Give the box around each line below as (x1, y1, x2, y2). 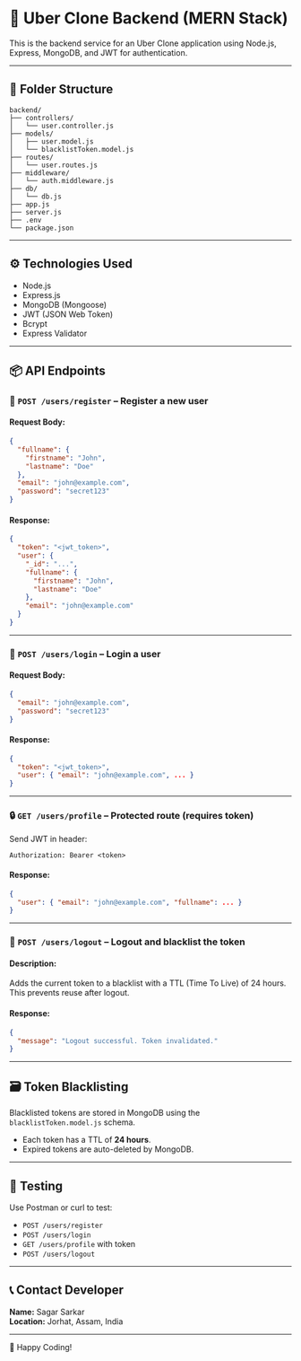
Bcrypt (21, 318, 47, 329)
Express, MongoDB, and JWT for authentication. (9, 47, 188, 57)
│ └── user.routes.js (9, 161, 99, 170)
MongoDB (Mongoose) (21, 299, 107, 310)
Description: (9, 958, 56, 969)
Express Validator (21, 328, 88, 338)
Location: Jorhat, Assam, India (9, 1315, 124, 1327)
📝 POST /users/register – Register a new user (9, 394, 209, 407)
